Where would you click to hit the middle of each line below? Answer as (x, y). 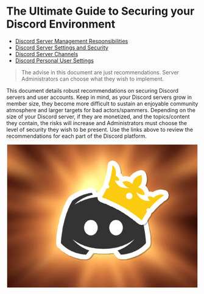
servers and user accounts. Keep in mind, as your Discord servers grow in (99, 97)
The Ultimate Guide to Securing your (100, 11)
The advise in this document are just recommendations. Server (100, 72)
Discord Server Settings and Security (62, 48)
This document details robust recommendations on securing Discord (92, 90)
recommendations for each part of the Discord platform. (77, 136)
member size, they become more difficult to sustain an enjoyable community (102, 103)
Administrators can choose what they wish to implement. (93, 79)
